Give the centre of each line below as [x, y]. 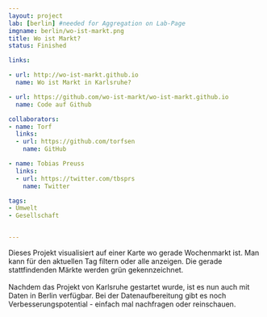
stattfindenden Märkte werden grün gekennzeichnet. [96, 270]
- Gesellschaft [34, 216]
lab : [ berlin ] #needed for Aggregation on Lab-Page [97, 23]
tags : [17, 201]
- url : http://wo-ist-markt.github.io [73, 75]
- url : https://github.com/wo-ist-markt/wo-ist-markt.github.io [119, 97]
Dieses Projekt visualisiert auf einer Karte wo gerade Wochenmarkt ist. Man [134, 252]
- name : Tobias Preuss [46, 164]
